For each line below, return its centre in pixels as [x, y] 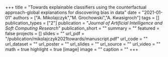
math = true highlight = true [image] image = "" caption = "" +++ [72, 49]
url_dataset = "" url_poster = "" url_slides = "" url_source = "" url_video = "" [83, 44]
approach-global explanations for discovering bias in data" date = [73, 12]
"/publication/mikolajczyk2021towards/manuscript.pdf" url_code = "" [76, 39]
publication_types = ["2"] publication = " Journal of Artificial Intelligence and [84, 23]
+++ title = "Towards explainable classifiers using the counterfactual [76, 7]
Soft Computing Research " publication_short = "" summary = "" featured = [82, 28]
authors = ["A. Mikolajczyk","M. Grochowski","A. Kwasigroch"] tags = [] [86, 18]
